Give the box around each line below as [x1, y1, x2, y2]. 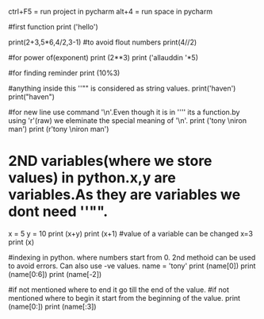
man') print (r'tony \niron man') [8, 125, 109, 133]
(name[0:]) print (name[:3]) [8, 302, 97, 311]
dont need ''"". [8, 202, 109, 221]
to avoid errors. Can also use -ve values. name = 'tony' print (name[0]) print [8, 261, 256, 271]
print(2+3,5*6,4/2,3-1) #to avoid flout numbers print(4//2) [8, 37, 197, 47]
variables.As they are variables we [8, 186, 241, 204]
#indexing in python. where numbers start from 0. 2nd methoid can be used [8, 252, 256, 262]
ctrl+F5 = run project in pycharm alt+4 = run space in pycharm [8, 7, 212, 16]
